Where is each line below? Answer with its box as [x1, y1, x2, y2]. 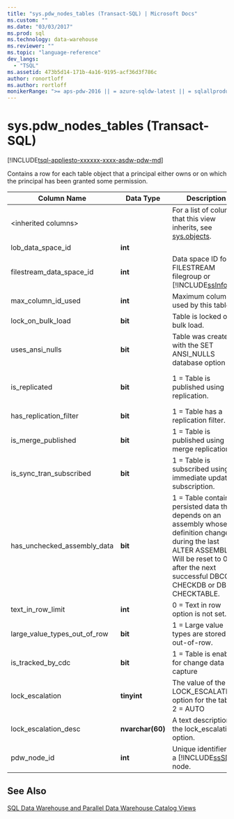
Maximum [172, 292, 205, 301]
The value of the [172, 678, 226, 688]
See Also [7, 786, 47, 797]
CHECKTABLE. [172, 589, 221, 599]
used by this [172, 301, 212, 310]
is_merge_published [10, 435, 77, 445]
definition [172, 528, 203, 538]
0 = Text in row [172, 601, 221, 610]
